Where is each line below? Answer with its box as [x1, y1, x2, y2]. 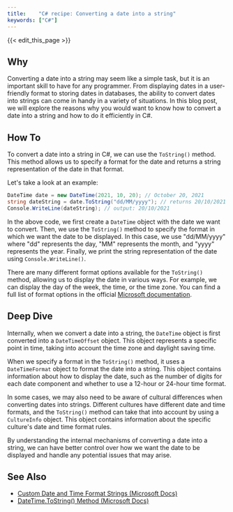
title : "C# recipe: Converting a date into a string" [7, 10, 176, 17]
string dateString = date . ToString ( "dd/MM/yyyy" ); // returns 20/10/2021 [7, 199, 227, 205]
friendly [7, 89, 30, 98]
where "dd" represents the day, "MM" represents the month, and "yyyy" [7, 240, 215, 248]
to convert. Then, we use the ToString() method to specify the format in [7, 224, 215, 233]
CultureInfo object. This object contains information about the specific [7, 415, 211, 424]
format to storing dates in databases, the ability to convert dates [31, 89, 216, 98]
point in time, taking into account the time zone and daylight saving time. [7, 343, 216, 352]
